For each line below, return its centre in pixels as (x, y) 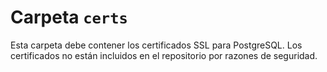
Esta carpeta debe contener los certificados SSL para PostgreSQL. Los (156, 45)
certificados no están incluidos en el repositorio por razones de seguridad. (164, 55)
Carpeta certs (69, 17)
